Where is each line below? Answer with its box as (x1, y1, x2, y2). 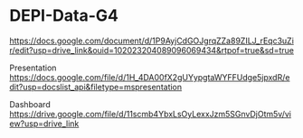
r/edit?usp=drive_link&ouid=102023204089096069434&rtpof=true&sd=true (9, 44, 294, 55)
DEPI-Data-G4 (9, 5, 119, 26)
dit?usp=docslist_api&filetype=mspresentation (9, 81, 183, 92)
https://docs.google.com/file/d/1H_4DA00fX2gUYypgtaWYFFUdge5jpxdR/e (9, 71, 290, 82)
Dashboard (9, 98, 52, 109)
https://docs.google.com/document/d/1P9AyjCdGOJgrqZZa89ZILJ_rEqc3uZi (9, 35, 294, 46)
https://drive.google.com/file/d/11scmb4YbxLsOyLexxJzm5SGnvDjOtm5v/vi (9, 108, 292, 119)
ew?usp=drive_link (9, 118, 80, 129)
